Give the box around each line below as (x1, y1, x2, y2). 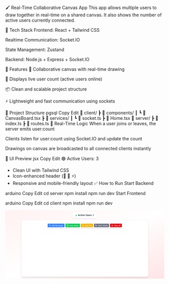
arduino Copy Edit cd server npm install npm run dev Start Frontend (5, 191, 146, 196)
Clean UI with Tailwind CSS (12, 167, 70, 173)
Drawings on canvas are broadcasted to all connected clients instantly (5, 146, 151, 151)
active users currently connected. (5, 17, 76, 23)
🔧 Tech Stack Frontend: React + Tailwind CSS (5, 27, 100, 33)
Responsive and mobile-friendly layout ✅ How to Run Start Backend (12, 180, 154, 186)
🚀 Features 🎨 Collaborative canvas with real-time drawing (5, 66, 125, 72)
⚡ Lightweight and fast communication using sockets (5, 98, 115, 104)
